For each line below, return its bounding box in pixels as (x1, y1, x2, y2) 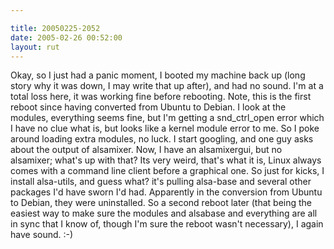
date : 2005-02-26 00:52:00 (10, 32, 123, 43)
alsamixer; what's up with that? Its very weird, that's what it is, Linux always (10, 154, 322, 166)
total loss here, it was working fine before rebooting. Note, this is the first (10, 91, 312, 103)
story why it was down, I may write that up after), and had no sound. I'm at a (10, 80, 324, 92)
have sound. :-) (10, 229, 74, 241)
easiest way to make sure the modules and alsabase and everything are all (10, 207, 318, 220)
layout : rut (10, 42, 60, 52)
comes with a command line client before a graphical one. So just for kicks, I (10, 165, 325, 177)
